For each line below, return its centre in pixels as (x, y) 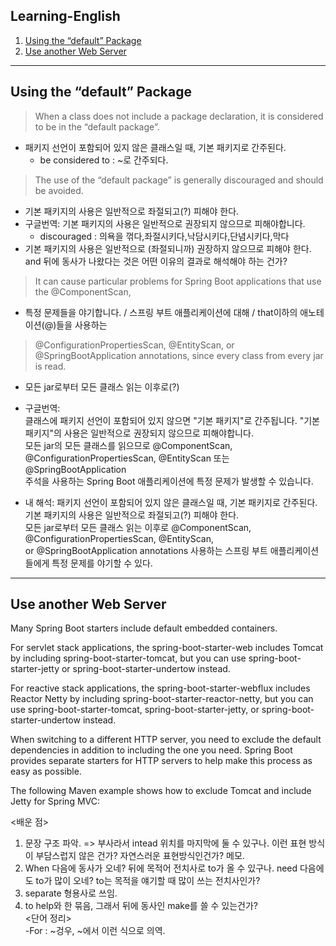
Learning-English (65, 16)
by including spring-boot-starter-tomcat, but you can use (128, 658)
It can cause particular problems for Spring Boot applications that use (178, 281)
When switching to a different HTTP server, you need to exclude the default (166, 740)
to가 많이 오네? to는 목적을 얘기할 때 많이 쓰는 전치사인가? (148, 881)
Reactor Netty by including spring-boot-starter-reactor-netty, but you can (162, 699)
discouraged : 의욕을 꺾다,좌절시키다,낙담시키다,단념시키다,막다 (164, 236)
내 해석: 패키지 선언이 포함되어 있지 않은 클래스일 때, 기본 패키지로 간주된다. (171, 502)
